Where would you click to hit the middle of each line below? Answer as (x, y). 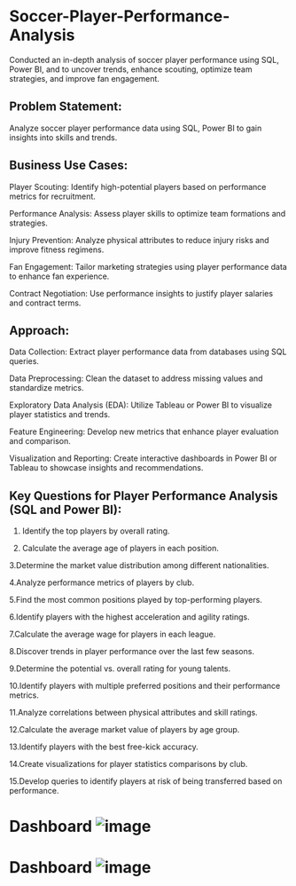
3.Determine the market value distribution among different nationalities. (139, 566)
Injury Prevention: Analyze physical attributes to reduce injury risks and (139, 240)
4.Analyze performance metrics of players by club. (102, 582)
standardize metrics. (47, 388)
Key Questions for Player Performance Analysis (144, 496)
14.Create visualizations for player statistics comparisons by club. (129, 764)
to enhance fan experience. (59, 276)
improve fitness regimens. (57, 249)
